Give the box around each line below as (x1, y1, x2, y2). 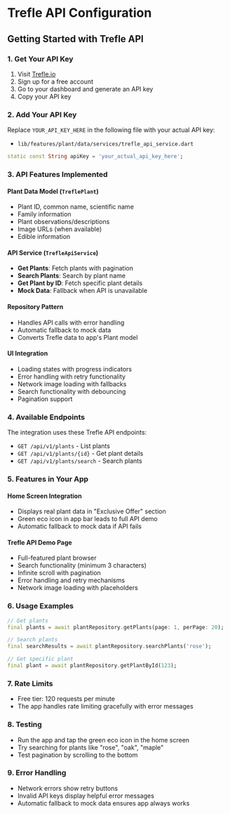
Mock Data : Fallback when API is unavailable (17, 287, 148, 295)
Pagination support (17, 395, 73, 403)
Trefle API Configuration (7, 5, 152, 21)
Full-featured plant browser (17, 553, 97, 563)
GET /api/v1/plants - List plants (17, 442, 111, 450)
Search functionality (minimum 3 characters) (17, 561, 147, 570)
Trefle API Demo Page (7, 538, 72, 546)
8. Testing (7, 720, 42, 730)
